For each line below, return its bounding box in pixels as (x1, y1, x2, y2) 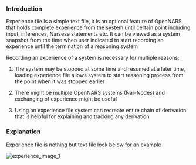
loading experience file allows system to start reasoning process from (14, 72, 184, 79)
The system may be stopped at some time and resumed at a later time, (14, 66, 186, 73)
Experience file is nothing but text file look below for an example (6, 141, 161, 148)
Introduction (6, 5, 42, 13)
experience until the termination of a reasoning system (6, 43, 138, 50)
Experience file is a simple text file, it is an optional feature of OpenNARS (6, 18, 182, 25)
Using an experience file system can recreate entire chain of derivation (14, 107, 187, 114)
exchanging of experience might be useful (14, 95, 117, 102)
